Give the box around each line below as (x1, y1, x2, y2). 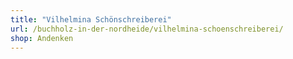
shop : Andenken (10, 33, 74, 43)
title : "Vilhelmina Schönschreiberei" (10, 14, 172, 25)
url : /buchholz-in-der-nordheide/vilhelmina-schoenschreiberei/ (10, 24, 284, 34)
